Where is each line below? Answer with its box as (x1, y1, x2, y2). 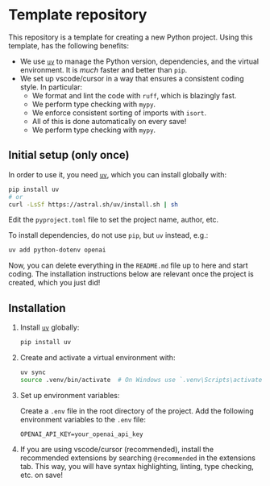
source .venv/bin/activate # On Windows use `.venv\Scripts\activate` (19, 376, 266, 384)
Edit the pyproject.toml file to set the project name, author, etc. (8, 215, 219, 225)
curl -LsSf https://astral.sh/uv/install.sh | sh (8, 200, 179, 209)
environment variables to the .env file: (19, 414, 147, 424)
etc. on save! (19, 470, 63, 480)
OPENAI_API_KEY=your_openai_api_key (19, 430, 143, 438)
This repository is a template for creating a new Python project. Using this (8, 32, 253, 42)
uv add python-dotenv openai (8, 246, 106, 255)
